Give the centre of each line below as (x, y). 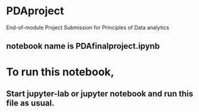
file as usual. (30, 103)
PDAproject (35, 11)
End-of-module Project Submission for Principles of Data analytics (88, 27)
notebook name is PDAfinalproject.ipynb (83, 46)
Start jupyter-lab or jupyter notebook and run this (100, 94)
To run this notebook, (60, 72)
